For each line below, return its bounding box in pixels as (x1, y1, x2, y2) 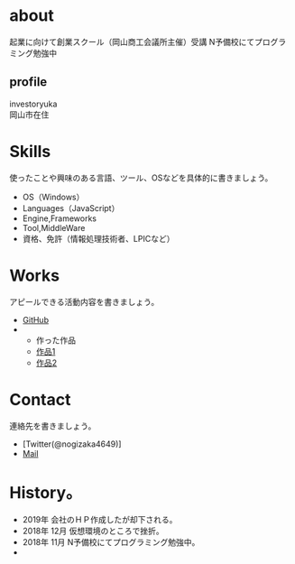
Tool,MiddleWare (22, 222, 86, 233)
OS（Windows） (22, 191, 85, 202)
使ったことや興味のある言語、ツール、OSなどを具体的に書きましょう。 (9, 172, 273, 183)
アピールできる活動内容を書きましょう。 (9, 296, 160, 307)
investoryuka (9, 98, 58, 109)
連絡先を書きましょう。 (9, 421, 97, 431)
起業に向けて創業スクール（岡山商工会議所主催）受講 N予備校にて (9, 36, 255, 47)
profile (9, 74, 48, 90)
